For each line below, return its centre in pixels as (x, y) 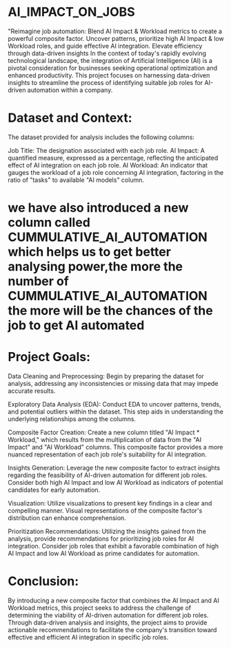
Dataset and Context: (70, 118)
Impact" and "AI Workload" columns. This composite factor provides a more (115, 447)
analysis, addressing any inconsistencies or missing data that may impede (113, 383)
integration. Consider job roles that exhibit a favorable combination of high (113, 546)
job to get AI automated (76, 325)
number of (39, 281)
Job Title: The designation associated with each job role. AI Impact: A (107, 150)
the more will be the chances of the (110, 311)
